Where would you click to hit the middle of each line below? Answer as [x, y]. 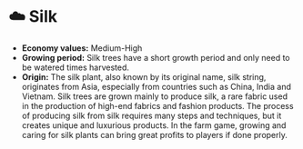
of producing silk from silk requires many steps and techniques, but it [151, 115]
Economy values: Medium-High [82, 48]
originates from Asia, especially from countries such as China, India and [157, 86]
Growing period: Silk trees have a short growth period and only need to [156, 57]
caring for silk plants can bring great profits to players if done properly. [155, 134]
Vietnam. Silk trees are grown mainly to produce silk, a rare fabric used [155, 96]
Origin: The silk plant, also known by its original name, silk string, [144, 76]
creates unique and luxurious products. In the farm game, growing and [154, 125]
